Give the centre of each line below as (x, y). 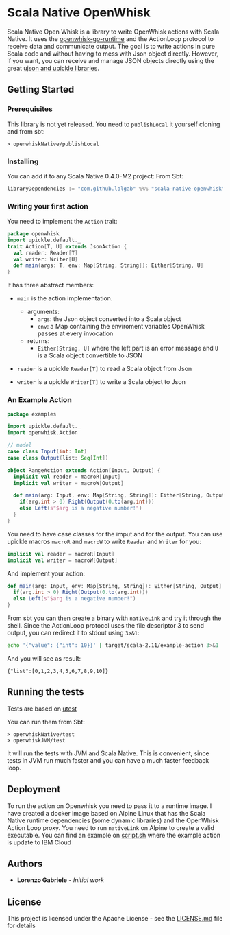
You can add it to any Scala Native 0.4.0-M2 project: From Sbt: (95, 176)
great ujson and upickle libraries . (53, 68)
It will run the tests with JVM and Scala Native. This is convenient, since (108, 753)
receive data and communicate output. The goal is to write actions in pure (111, 46)
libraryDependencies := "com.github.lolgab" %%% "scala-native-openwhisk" (116, 189)
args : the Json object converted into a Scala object (109, 319)
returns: (38, 341)
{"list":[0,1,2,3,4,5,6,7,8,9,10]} (58, 671)
